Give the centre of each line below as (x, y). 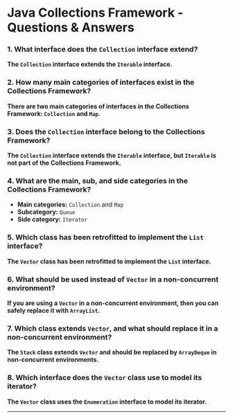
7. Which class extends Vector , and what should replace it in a (113, 328)
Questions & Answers (71, 27)
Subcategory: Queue (46, 212)
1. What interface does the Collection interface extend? (103, 49)
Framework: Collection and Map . (54, 113)
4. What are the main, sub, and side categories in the (98, 181)
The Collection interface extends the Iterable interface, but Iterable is (112, 156)
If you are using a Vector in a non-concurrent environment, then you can (113, 303)
